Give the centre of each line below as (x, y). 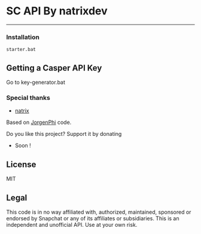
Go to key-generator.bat (36, 83)
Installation (23, 37)
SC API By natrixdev (57, 11)
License (21, 164)
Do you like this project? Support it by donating (64, 134)
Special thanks (28, 98)
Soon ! (23, 145)
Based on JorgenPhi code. (39, 122)
